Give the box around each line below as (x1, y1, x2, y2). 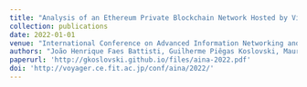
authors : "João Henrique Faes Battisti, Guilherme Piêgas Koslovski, (9, 47, 281, 56)
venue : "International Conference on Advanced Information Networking (9, 38, 284, 48)
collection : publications (9, 22, 108, 31)
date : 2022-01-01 (9, 30, 76, 39)
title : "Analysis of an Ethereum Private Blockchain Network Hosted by (9, 13, 288, 23)
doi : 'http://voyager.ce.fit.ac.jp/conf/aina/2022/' (9, 64, 215, 73)
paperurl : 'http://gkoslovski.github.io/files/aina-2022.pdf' (9, 55, 251, 64)
